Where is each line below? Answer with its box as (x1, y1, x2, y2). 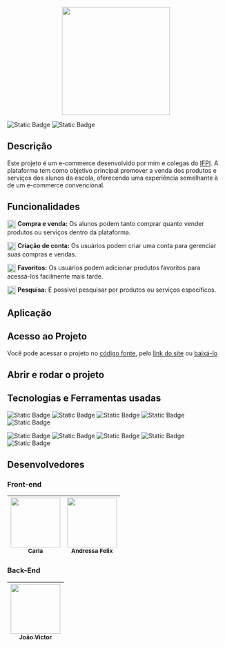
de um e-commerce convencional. (7, 180, 105, 189)
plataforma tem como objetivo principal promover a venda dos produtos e (7, 166, 217, 174)
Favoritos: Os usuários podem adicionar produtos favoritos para (17, 263, 201, 272)
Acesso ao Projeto (7, 330, 88, 342)
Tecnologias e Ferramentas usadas (7, 393, 162, 404)
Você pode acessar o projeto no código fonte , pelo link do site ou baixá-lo (7, 349, 218, 357)
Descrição (7, 140, 52, 152)
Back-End (7, 565, 41, 575)
